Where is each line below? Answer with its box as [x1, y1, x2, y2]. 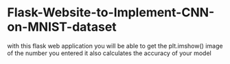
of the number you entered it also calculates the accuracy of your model [7, 49, 211, 57]
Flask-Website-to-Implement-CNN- [7, 5, 215, 20]
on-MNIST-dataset [7, 19, 117, 35]
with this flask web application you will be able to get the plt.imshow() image [7, 42, 223, 50]
